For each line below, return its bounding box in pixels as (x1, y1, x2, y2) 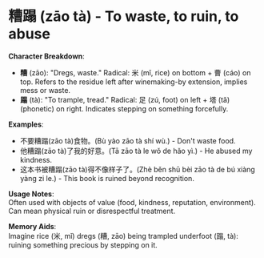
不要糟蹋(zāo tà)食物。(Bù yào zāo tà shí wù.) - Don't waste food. (19, 135, 236, 145)
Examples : (8, 119, 44, 129)
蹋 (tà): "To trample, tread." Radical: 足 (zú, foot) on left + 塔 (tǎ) (19, 95, 230, 104)
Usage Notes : (8, 189, 54, 199)
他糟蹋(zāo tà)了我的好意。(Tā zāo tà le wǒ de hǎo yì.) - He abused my (19, 146, 253, 155)
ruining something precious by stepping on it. (8, 240, 158, 249)
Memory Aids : (8, 221, 57, 231)
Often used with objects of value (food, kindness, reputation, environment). (8, 197, 256, 207)
